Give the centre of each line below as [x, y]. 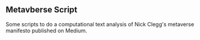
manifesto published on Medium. [47, 30]
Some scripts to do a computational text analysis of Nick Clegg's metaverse [100, 24]
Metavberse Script [42, 10]
